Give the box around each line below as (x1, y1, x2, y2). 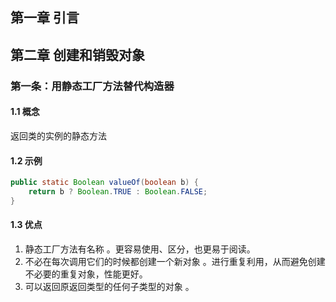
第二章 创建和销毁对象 (10, 46, 145, 63)
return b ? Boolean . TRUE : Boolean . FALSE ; (28, 186, 208, 197)
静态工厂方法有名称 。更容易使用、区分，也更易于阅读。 (24, 243, 256, 255)
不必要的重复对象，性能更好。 (24, 268, 148, 280)
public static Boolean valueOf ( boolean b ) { (10, 178, 199, 188)
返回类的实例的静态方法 (10, 129, 107, 142)
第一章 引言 (10, 9, 80, 27)
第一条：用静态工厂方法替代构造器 (10, 79, 175, 93)
